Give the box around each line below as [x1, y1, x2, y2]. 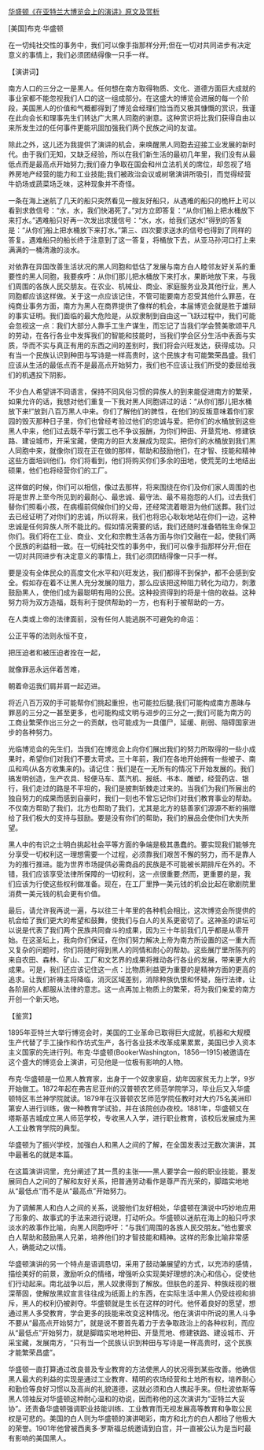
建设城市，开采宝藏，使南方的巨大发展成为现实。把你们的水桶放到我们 [21, 436, 249, 445]
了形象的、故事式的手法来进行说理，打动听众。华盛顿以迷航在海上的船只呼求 [8, 1213, 256, 1222]
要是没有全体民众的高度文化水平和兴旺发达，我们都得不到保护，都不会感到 [8, 568, 249, 577]
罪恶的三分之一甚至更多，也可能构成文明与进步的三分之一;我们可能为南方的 [8, 708, 251, 717]
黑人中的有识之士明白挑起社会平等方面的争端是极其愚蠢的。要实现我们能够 [8, 840, 249, 849]
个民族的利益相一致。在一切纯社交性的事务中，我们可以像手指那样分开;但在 [8, 542, 251, 551]
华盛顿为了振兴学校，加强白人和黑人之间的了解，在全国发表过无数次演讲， [8, 1140, 249, 1149]
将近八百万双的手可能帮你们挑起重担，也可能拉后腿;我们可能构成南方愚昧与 [8, 698, 251, 707]
